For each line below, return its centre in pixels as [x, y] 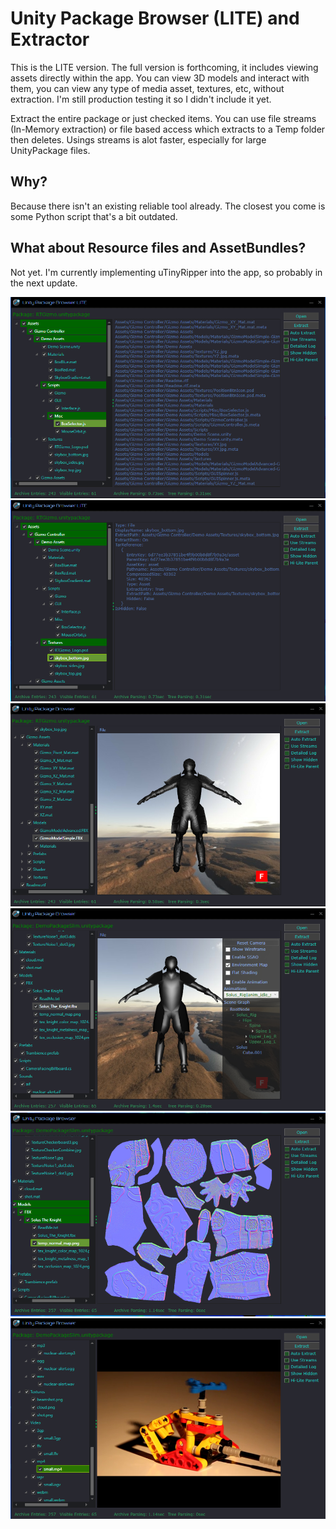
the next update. [44, 283]
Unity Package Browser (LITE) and [155, 18]
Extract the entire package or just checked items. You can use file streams [163, 118]
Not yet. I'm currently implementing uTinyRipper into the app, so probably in [166, 272]
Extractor [50, 39]
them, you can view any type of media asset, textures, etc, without [147, 88]
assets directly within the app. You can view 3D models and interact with [160, 78]
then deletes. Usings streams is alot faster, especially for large [138, 139]
